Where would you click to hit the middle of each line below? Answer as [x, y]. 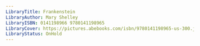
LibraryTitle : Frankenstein [41, 12]
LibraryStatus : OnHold [34, 34]
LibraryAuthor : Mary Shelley [42, 17]
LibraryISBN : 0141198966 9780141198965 [55, 23]
